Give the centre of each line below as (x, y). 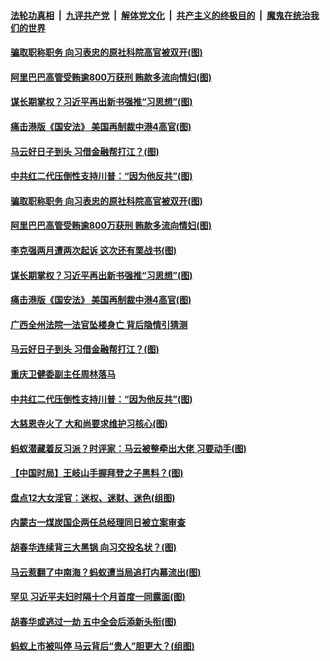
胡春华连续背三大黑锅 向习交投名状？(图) (93, 547)
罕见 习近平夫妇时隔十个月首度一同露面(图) (98, 597)
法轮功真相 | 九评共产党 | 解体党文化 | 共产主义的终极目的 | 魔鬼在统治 (160, 15)
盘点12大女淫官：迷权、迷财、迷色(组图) (93, 497)
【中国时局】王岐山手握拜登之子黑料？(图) (97, 473)
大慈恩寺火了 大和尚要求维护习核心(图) (89, 424)
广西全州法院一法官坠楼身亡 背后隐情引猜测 (99, 324)
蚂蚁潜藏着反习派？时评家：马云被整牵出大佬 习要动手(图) (128, 448)
